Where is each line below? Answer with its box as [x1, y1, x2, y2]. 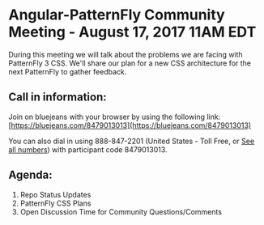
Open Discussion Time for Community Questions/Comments [19, 206, 223, 216]
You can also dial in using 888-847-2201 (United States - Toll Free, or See [8, 136, 255, 146]
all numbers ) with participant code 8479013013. [8, 144, 168, 155]
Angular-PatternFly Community [8, 6, 225, 24]
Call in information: [8, 91, 107, 104]
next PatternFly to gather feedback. [8, 66, 127, 76]
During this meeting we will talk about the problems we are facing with [8, 49, 243, 59]
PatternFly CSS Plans [19, 198, 92, 208]
